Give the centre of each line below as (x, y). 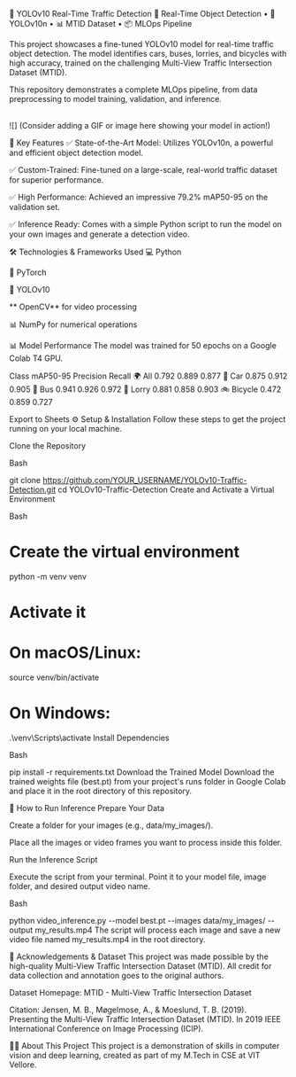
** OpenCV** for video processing (73, 307)
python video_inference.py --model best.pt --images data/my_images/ (137, 921)
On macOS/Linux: (75, 653)
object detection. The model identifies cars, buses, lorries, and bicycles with (148, 54)
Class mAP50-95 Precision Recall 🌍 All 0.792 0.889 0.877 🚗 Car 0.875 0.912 (148, 376)
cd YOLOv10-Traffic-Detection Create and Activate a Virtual (166, 489)
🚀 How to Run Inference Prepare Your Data (87, 808)
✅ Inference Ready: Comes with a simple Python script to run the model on (146, 224)
